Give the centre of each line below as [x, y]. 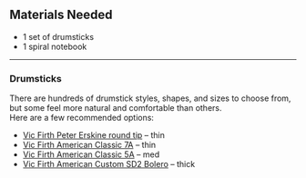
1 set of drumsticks [58, 36]
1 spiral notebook [55, 46]
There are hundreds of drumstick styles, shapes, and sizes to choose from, [150, 98]
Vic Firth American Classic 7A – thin [89, 145]
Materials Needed [61, 15]
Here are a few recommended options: [82, 118]
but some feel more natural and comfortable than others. [116, 108]
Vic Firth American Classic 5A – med [91, 154]
